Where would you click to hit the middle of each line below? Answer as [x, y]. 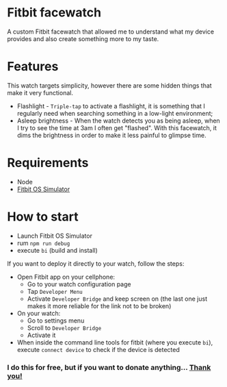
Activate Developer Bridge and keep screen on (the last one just [117, 299]
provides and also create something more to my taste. [83, 38]
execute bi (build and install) [57, 250]
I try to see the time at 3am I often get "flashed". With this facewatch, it [117, 127]
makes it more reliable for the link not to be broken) [99, 305]
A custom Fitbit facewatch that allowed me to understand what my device [110, 32]
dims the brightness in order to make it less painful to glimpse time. [111, 135]
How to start [43, 216]
